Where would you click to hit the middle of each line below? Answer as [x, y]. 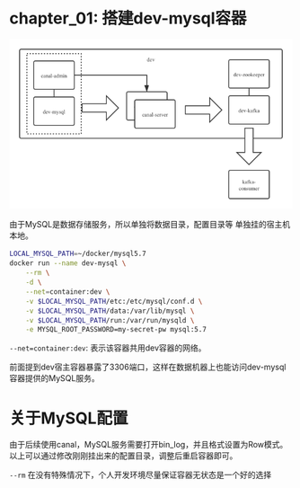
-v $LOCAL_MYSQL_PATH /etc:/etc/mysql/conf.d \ [114, 301]
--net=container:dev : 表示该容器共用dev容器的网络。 [108, 348]
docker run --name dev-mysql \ [68, 263]
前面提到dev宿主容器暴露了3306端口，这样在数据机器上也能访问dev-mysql [148, 367]
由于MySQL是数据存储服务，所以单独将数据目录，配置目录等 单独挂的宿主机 [150, 225]
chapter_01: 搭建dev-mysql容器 [128, 18]
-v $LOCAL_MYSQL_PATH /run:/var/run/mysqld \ [110, 320]
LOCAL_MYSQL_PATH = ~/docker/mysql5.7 [78, 254]
